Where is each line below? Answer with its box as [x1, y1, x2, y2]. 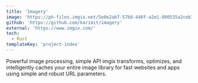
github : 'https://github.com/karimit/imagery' [6, 19, 123, 25]
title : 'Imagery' [6, 8, 49, 15]
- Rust [11, 36, 28, 42]
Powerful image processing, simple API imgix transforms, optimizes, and [6, 57, 182, 65]
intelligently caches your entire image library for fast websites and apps [6, 64, 180, 71]
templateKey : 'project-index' [6, 42, 81, 48]
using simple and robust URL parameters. [6, 70, 107, 77]
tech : [6, 31, 19, 36]
